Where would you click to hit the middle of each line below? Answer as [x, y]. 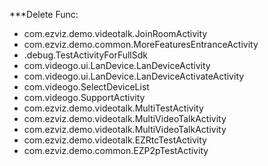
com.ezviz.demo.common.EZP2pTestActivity [116, 150]
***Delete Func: [44, 14]
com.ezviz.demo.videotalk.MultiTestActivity [113, 108]
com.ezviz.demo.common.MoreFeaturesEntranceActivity [141, 44]
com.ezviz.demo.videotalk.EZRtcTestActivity [115, 140]
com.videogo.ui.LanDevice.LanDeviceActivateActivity [134, 76]
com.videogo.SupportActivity [84, 97]
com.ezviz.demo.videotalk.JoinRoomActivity [115, 33]
